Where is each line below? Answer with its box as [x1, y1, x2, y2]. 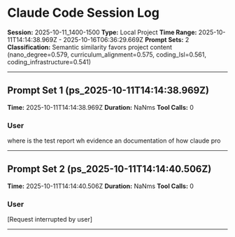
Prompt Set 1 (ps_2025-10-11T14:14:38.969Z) [7, 85, 210, 96]
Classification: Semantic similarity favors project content [7, 43, 173, 51]
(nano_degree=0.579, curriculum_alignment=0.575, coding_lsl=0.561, [7, 50, 206, 59]
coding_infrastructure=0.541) [7, 57, 92, 66]
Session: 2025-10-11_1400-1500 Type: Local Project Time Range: [7, 28, 197, 36]
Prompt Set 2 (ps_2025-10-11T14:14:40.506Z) [7, 163, 212, 175]
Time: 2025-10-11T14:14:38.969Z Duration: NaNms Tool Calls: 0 [7, 103, 194, 111]
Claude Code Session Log [7, 5, 159, 21]
